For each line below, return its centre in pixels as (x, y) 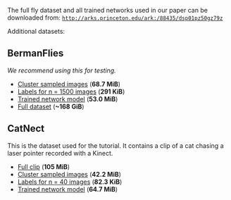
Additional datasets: (36, 31)
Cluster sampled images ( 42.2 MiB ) (69, 174)
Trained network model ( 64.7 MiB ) (68, 189)
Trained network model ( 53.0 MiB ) (68, 99)
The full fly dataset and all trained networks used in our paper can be (107, 10)
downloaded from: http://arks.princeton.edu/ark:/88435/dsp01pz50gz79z (115, 18)
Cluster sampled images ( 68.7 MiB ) (69, 84)
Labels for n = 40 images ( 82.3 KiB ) (70, 182)
